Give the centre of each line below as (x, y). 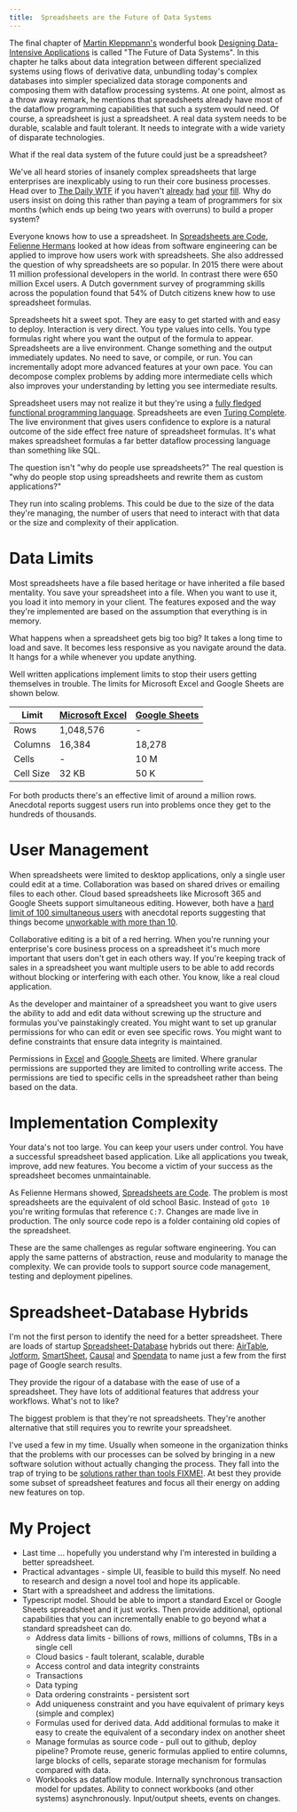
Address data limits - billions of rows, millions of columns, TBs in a (156, 1638)
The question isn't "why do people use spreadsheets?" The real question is (146, 467)
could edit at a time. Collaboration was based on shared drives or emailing (145, 884)
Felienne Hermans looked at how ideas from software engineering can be (143, 245)
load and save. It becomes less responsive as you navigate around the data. (148, 647)
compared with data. (73, 1770)
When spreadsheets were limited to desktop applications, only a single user (147, 874)
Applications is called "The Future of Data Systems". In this (152, 52)
